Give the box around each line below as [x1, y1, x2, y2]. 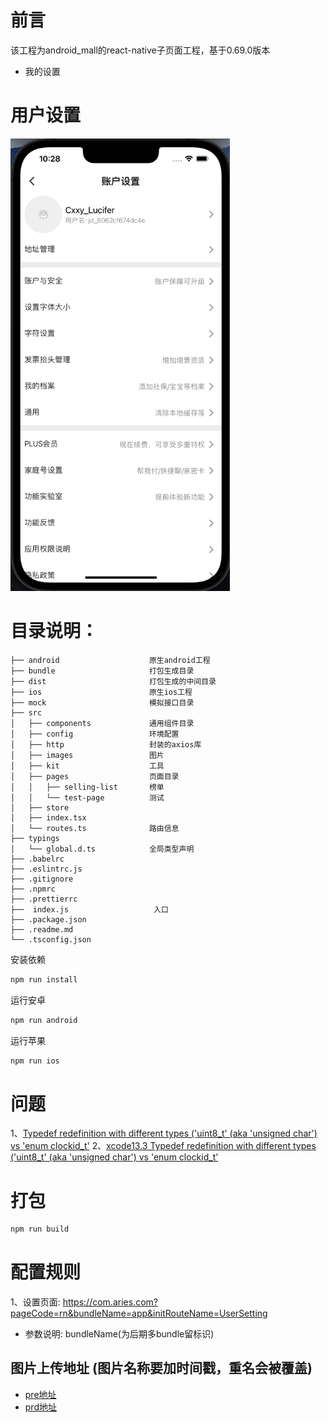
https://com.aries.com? [62, 1296, 158, 1308]
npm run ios [10, 1056, 60, 1066]
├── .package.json [10, 914, 87, 925]
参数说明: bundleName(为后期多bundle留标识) [24, 1328, 215, 1340]
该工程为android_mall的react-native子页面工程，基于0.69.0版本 [10, 44, 271, 56]
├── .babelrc [10, 854, 65, 864]
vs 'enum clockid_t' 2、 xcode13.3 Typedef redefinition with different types [10, 1140, 317, 1152]
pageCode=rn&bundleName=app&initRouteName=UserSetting [10, 1307, 268, 1320]
